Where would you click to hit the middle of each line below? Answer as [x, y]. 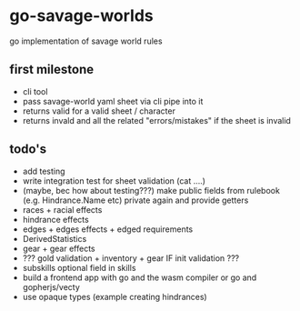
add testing [44, 171]
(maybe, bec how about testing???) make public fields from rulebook [151, 190]
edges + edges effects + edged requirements [108, 229]
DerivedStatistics [55, 238]
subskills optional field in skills [79, 267]
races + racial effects [62, 209]
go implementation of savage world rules [86, 41]
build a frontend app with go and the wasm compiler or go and [140, 277]
